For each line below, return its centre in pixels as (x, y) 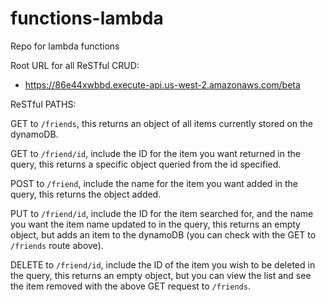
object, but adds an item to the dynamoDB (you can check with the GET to (163, 234)
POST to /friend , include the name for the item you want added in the (154, 183)
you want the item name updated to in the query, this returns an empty (155, 224)
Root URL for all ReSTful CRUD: (75, 65)
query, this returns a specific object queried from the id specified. (146, 164)
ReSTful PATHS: (43, 104)
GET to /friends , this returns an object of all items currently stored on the (162, 123)
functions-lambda (87, 18)
